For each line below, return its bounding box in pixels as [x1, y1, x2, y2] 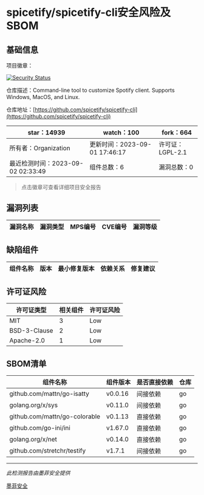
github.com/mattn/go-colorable [9, 412, 101, 421]
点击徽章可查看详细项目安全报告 [21, 184, 101, 190]
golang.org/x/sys [9, 401, 58, 409]
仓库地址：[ [6, 106, 35, 113]
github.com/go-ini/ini [9, 424, 71, 432]
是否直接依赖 [136, 378, 174, 387]
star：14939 [27, 128, 66, 137]
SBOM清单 [6, 358, 47, 369]
